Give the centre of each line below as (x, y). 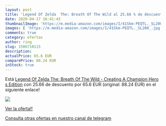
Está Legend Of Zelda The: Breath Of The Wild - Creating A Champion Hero (82, 79)
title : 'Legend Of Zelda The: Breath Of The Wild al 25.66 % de (74, 14)
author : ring (19, 42)
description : (19, 51)
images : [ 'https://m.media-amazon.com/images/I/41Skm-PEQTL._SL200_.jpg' (84, 28)
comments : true (21, 33)
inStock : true (20, 65)
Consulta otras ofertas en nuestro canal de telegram (58, 118)
